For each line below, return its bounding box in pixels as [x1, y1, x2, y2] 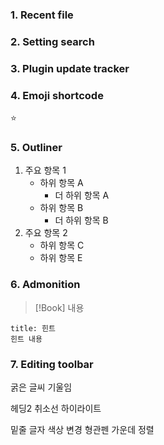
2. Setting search [10, 34, 95, 48]
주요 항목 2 [24, 227, 68, 239]
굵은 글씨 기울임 [10, 381, 73, 393]
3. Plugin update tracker [10, 61, 130, 75]
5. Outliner [10, 140, 63, 154]
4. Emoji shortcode [10, 88, 104, 102]
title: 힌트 [10, 323, 56, 333]
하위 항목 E [39, 252, 83, 264]
